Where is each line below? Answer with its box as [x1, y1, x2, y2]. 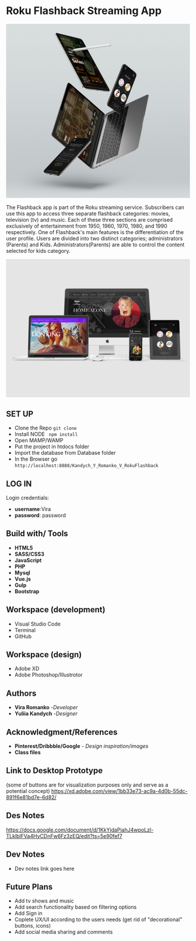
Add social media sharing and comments [14, 929, 113, 936]
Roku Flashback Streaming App [6, 4, 162, 18]
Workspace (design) [6, 650, 82, 660]
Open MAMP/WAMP [14, 437, 64, 444]
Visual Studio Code [14, 620, 61, 627]
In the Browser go [14, 455, 58, 463]
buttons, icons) [14, 922, 51, 929]
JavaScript [14, 557, 42, 564]
